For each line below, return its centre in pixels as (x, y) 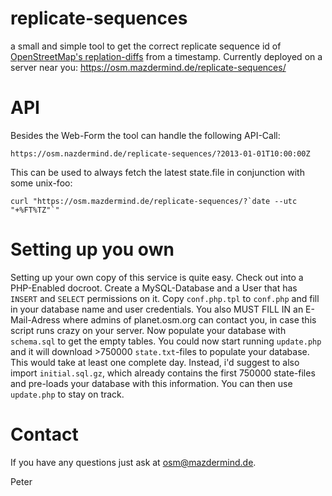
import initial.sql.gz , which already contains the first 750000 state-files (163, 373)
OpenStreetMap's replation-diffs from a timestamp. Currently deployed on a (166, 56)
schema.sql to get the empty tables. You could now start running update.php (166, 341)
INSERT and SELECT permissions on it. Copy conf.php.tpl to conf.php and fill (165, 298)
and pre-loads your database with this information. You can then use (151, 383)
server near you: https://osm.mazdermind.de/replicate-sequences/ (148, 67)
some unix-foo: (41, 183)
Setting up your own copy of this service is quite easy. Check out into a (157, 277)
